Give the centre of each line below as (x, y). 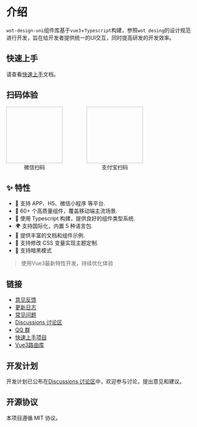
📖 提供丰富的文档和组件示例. (50, 235)
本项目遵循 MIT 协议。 (34, 418)
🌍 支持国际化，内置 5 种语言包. (54, 226)
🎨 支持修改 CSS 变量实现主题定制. (57, 243)
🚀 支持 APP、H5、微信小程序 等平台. (60, 204)
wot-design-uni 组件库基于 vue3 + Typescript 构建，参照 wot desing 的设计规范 (98, 30)
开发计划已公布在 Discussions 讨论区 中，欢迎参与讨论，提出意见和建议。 (95, 381)
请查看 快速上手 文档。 (32, 74)
